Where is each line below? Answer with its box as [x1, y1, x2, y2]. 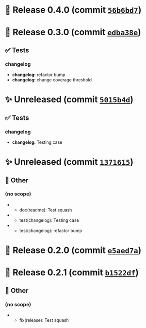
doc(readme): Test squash [19, 207, 72, 212]
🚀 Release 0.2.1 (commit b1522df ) [5, 267, 139, 278]
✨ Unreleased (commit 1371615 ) [5, 156, 133, 168]
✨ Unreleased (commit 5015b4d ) [5, 94, 133, 105]
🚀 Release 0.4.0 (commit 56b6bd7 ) [5, 4, 142, 16]
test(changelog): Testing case [19, 217, 79, 223]
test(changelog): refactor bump [19, 228, 82, 233]
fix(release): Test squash [19, 317, 69, 323]
